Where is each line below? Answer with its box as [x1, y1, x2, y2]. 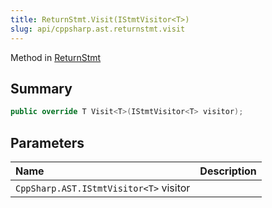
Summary [10, 80, 73, 97]
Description [199, 164, 257, 178]
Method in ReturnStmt [10, 51, 102, 63]
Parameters [10, 134, 85, 151]
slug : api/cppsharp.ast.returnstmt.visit [10, 24, 186, 34]
